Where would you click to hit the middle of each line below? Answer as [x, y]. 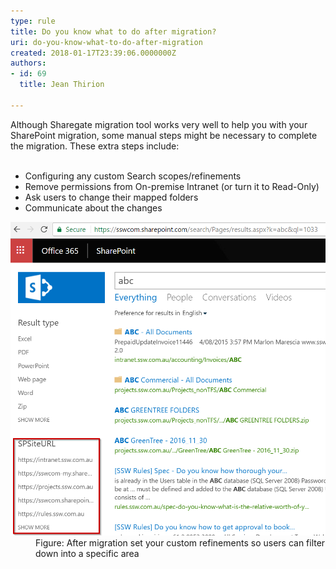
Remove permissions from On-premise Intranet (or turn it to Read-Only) [172, 186]
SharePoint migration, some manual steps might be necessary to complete [164, 135]
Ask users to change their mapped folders [111, 197]
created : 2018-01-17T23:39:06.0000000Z [93, 53]
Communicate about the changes [93, 207]
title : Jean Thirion [62, 85]
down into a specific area [87, 554]
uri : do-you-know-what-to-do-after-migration [106, 42]
